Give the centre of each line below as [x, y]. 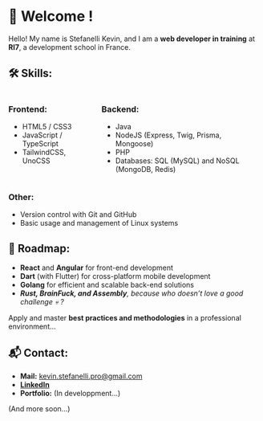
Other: [21, 197]
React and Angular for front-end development [97, 268]
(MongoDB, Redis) [146, 170]
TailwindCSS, [45, 153]
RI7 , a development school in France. [69, 47]
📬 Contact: [38, 353]
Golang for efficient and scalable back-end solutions [107, 285]
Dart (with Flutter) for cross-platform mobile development [115, 276]
